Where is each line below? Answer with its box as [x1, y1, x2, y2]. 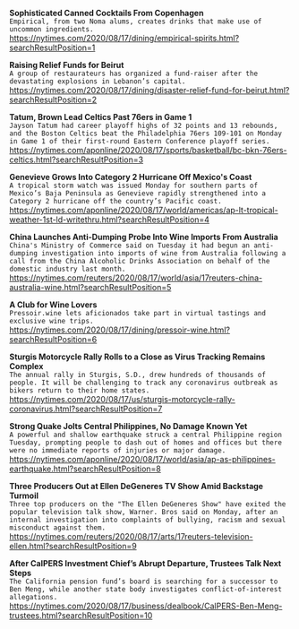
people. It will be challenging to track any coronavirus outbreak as [9, 378, 278, 387]
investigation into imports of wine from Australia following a [41, 249, 286, 258]
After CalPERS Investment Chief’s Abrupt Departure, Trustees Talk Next [9, 558, 282, 568]
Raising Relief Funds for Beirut [9, 60, 124, 70]
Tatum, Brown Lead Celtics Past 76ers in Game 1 [9, 112, 192, 122]
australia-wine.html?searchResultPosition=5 [9, 282, 172, 292]
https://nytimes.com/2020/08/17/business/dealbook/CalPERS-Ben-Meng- [9, 600, 283, 611]
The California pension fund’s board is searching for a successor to [9, 577, 278, 586]
